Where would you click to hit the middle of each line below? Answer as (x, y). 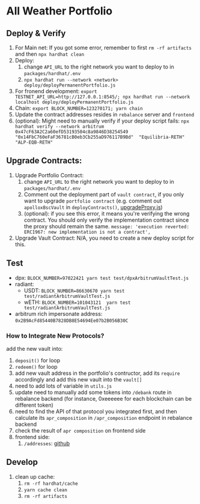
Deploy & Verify (36, 33)
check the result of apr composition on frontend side (80, 430)
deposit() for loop (38, 360)
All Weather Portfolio (59, 11)
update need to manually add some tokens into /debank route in (93, 392)
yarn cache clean (46, 490)
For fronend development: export (56, 91)
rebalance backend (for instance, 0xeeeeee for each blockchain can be (103, 398)
